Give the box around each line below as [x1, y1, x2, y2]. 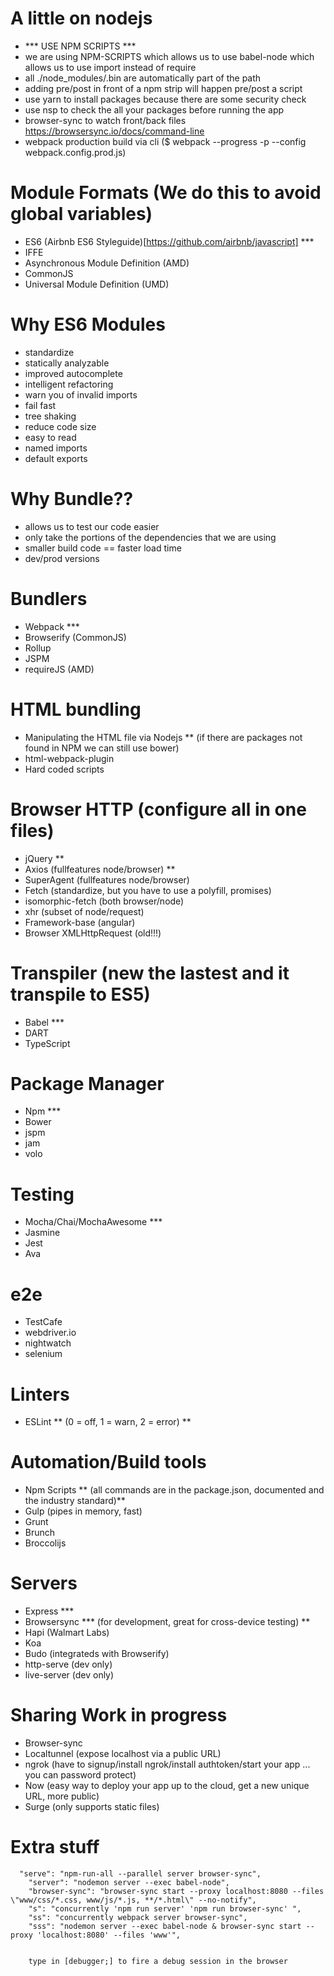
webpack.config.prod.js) [24, 146, 127, 158]
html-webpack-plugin [24, 752, 115, 764]
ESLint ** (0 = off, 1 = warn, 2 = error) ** [24, 1416, 192, 1428]
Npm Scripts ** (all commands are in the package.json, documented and [24, 1484, 325, 1496]
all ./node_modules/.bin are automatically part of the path [24, 72, 262, 84]
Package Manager [10, 1072, 165, 1095]
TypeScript [24, 1037, 71, 1049]
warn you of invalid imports [24, 388, 138, 401]
